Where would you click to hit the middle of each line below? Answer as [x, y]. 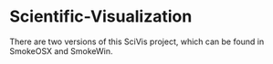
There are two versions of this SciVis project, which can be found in [137, 41]
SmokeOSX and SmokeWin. [61, 50]
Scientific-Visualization [101, 17]
